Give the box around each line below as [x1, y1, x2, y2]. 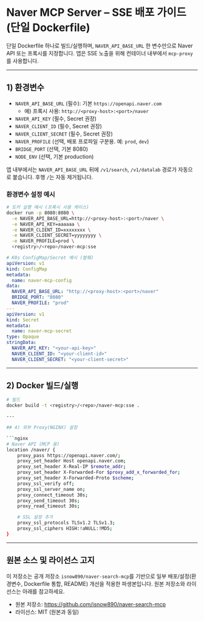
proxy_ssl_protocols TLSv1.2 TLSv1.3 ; [17, 520, 115, 526]
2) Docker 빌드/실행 [6, 380, 79, 391]
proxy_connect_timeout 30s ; [17, 492, 88, 498]
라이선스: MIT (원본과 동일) [15, 608, 80, 616]
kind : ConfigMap [6, 266, 47, 272]
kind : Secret [6, 317, 39, 323]
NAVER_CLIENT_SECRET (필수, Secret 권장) [15, 130, 114, 137]
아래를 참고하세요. [22, 588, 65, 595]
